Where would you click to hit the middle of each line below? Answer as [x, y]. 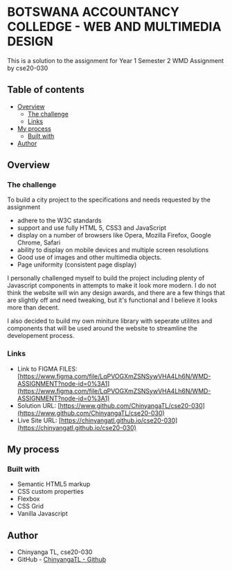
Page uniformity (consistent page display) [77, 265]
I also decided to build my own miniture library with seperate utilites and [110, 321]
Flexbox [28, 499]
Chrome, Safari [39, 242]
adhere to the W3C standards [59, 221]
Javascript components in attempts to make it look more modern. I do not [112, 285]
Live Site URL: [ [39, 420]
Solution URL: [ [38, 405]
